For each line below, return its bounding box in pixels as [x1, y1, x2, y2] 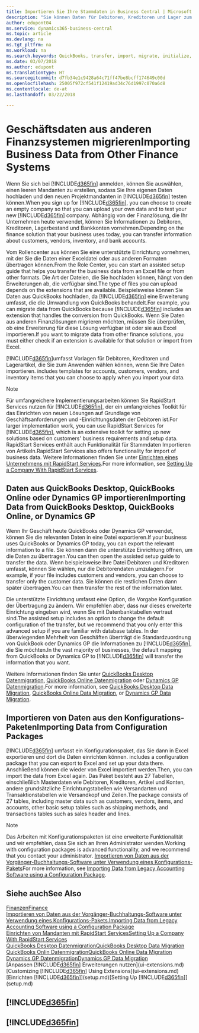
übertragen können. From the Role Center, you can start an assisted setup [6, 261, 185, 268]
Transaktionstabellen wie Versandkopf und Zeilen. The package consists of [6, 792, 188, 799]
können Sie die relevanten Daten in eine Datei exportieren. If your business [6, 533, 187, 541]
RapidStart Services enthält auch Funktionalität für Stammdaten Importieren [6, 441, 191, 448]
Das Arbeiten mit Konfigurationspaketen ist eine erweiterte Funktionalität [6, 833, 184, 840]
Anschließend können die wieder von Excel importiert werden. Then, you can [6, 766, 192, 773]
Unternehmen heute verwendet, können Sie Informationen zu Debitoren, [6, 218, 182, 225]
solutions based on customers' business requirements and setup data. [6, 435, 178, 442]
